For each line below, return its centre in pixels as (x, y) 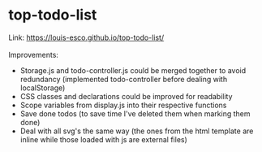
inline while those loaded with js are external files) (104, 139)
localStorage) (43, 88)
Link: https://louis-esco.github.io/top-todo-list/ (86, 37)
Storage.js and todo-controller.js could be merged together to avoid (133, 70)
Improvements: (34, 54)
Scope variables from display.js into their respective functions (123, 105)
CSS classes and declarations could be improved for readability (126, 96)
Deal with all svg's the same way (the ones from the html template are (137, 131)
